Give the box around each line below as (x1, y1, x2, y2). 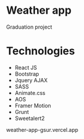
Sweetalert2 (14, 115, 45, 122)
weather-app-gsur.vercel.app (6, 126, 79, 133)
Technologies (6, 44, 76, 58)
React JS (14, 64, 38, 71)
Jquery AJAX (14, 76, 48, 84)
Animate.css (14, 89, 46, 96)
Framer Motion (14, 102, 52, 109)
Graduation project (6, 23, 52, 30)
